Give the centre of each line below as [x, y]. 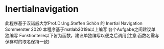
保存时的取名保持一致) [27, 41]
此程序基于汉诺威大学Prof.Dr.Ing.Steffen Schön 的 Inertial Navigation [74, 23]
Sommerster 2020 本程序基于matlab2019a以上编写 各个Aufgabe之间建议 [78, 29]
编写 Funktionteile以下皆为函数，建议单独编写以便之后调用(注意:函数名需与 [84, 35]
